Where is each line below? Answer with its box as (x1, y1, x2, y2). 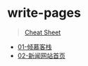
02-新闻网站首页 (17, 51, 65, 60)
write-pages (7, 5, 81, 21)
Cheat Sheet (24, 28, 61, 37)
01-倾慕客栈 (17, 42, 52, 51)
